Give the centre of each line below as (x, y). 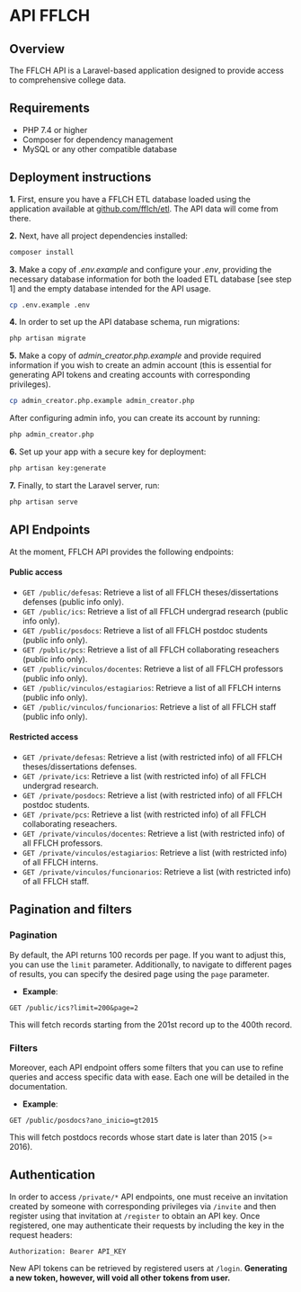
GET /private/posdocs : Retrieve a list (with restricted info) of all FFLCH (152, 795)
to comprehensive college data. (68, 80)
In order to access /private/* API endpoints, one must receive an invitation (149, 1197)
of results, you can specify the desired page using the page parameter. (139, 973)
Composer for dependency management (97, 139)
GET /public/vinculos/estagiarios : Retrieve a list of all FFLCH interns (151, 687)
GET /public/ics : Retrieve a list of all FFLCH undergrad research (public (155, 611)
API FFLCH (50, 16)
